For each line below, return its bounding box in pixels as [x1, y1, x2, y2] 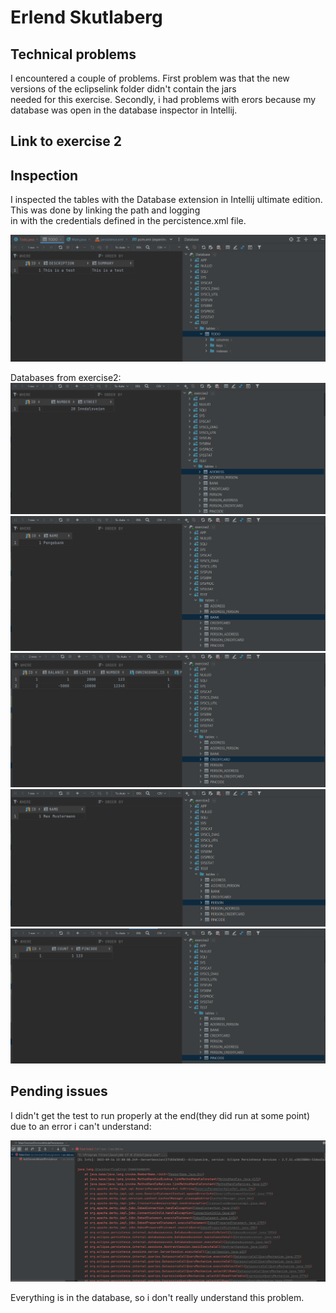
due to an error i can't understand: [10, 1120, 152, 1132]
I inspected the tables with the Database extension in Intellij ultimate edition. [10, 194, 323, 206]
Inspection [10, 167, 79, 184]
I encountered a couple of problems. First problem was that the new [10, 72, 290, 84]
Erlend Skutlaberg [10, 6, 163, 29]
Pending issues [10, 1083, 108, 1100]
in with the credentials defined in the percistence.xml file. [10, 215, 247, 227]
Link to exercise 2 [10, 133, 123, 150]
